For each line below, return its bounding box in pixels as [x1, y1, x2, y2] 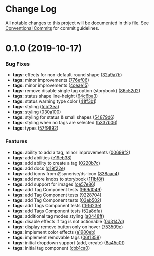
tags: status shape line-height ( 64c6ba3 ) [12, 93, 98, 99]
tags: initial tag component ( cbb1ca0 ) [12, 245, 90, 251]
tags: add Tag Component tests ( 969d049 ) [12, 186, 102, 192]
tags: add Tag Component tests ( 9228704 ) [12, 192, 102, 198]
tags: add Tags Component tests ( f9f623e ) [12, 202, 102, 208]
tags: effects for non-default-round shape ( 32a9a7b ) [12, 72, 122, 78]
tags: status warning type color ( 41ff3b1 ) [12, 98, 97, 104]
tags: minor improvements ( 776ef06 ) [12, 77, 89, 83]
